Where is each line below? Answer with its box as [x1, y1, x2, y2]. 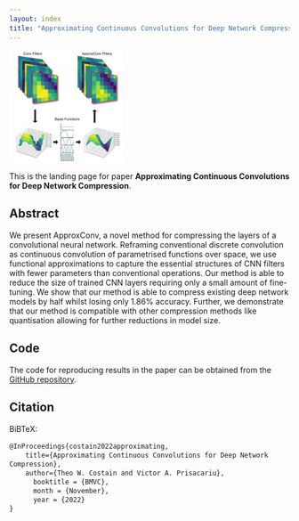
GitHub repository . [9, 374, 77, 385]
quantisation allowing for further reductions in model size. [9, 314, 221, 325]
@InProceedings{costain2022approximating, [9, 442, 169, 451]
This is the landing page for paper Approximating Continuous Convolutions [9, 171, 290, 182]
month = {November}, [32, 486, 109, 495]
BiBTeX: [9, 423, 38, 434]
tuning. [9, 286, 36, 297]
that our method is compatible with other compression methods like [9, 305, 257, 316]
